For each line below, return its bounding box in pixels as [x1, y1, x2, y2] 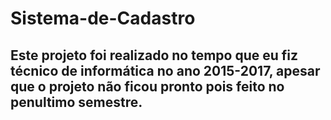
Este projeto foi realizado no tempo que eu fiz [10, 47, 299, 64]
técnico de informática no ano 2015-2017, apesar [10, 62, 321, 79]
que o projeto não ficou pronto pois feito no [10, 78, 285, 95]
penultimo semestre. [10, 93, 143, 111]
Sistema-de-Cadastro [10, 7, 196, 30]
